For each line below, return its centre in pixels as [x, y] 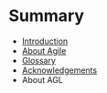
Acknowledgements [59, 70]
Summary [46, 16]
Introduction [45, 41]
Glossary [39, 60]
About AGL [42, 79]
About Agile [44, 50]
